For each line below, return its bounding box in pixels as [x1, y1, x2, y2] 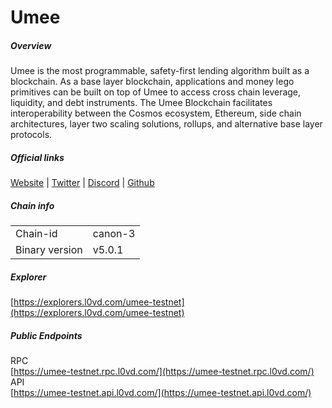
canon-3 [92, 227, 136, 241]
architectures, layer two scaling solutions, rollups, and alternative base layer [10, 118, 323, 130]
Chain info [10, 199, 55, 211]
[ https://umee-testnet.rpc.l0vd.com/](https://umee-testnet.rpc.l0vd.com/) [10, 366, 315, 378]
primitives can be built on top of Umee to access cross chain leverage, [10, 86, 302, 98]
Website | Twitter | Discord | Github [10, 177, 155, 189]
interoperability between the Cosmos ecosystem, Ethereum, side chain [10, 107, 302, 120]
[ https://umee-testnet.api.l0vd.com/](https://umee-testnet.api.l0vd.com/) [10, 387, 312, 399]
